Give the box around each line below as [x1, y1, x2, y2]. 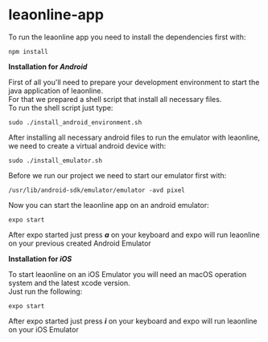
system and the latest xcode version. [8, 278, 130, 287]
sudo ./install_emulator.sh [8, 157, 103, 165]
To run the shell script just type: [8, 103, 113, 112]
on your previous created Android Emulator [8, 238, 151, 248]
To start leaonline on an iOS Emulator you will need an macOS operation [8, 269, 247, 279]
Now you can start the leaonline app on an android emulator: [8, 200, 209, 210]
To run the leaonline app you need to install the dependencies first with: [8, 32, 246, 42]
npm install [8, 47, 48, 55]
